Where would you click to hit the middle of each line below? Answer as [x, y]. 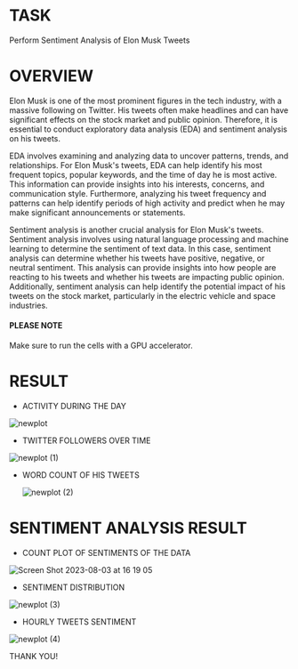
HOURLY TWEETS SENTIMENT [79, 621]
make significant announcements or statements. [97, 212]
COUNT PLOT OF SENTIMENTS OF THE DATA [106, 552]
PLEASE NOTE [36, 326]
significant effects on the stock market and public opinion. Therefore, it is [144, 119]
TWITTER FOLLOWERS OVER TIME [86, 440]
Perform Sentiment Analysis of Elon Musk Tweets [100, 40]
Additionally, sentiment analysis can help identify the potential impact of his [148, 286]
